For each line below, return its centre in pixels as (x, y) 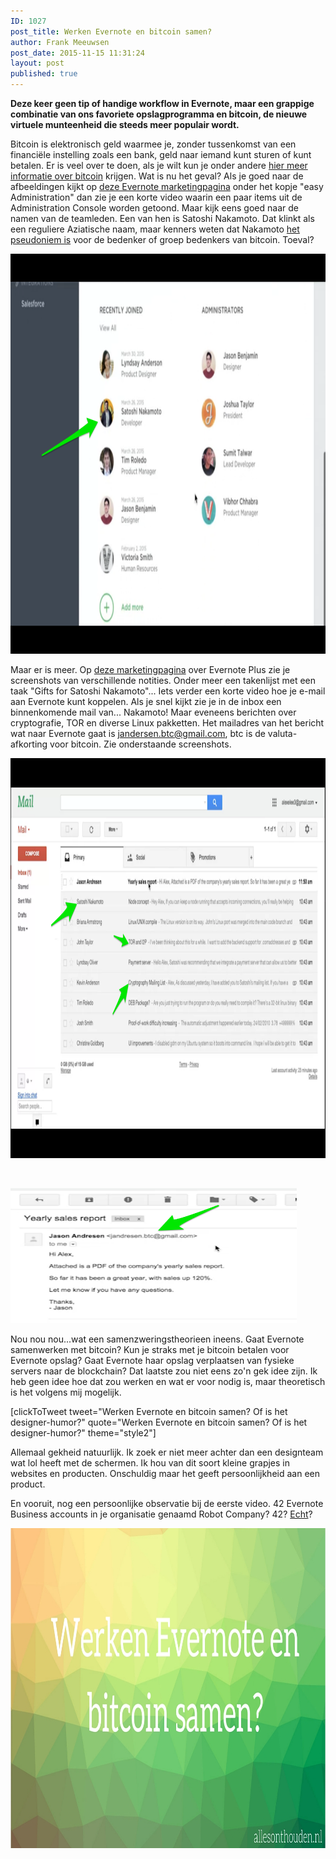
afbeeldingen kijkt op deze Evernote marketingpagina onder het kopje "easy (167, 186)
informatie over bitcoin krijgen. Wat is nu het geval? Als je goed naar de (157, 176)
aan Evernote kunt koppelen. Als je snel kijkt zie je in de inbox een (146, 701)
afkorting (29, 744)
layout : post (37, 63)
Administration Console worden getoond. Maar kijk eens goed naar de (154, 208)
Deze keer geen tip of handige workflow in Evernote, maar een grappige (162, 103)
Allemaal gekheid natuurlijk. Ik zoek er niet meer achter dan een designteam (167, 1452)
